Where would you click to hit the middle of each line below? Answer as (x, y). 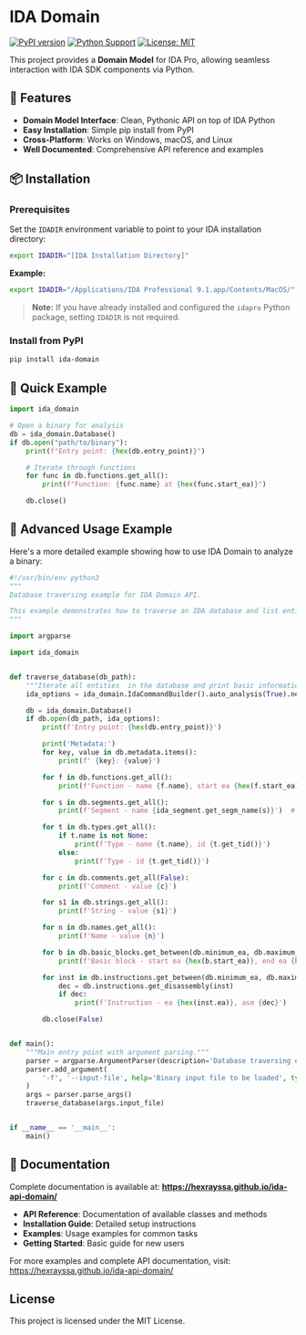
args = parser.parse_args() (79, 1095)
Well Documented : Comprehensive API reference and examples (143, 149)
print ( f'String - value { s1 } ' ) (117, 911)
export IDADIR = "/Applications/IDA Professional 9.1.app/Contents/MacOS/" (153, 290)
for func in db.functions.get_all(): (97, 476)
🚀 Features (41, 98)
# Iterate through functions (81, 467)
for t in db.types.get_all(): (99, 828)
